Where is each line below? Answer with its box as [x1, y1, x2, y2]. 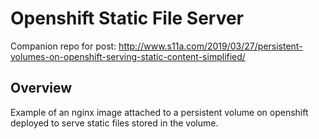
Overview [10, 80, 73, 97]
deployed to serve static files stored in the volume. [10, 117, 219, 129]
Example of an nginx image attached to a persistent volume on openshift [10, 106, 309, 118]
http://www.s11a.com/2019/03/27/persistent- [118, 40, 303, 52]
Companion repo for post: [10, 40, 117, 52]
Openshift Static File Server [10, 7, 245, 30]
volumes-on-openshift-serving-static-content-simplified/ [10, 50, 246, 62]
